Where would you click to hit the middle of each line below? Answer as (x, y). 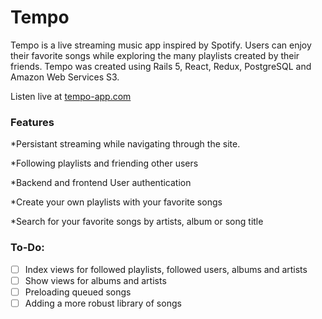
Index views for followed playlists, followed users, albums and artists (166, 269)
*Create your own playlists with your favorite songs (116, 202)
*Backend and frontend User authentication (101, 183)
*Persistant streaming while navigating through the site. (125, 144)
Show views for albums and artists (95, 280)
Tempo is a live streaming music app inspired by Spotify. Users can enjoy (161, 45)
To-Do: (27, 248)
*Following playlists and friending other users (104, 163)
